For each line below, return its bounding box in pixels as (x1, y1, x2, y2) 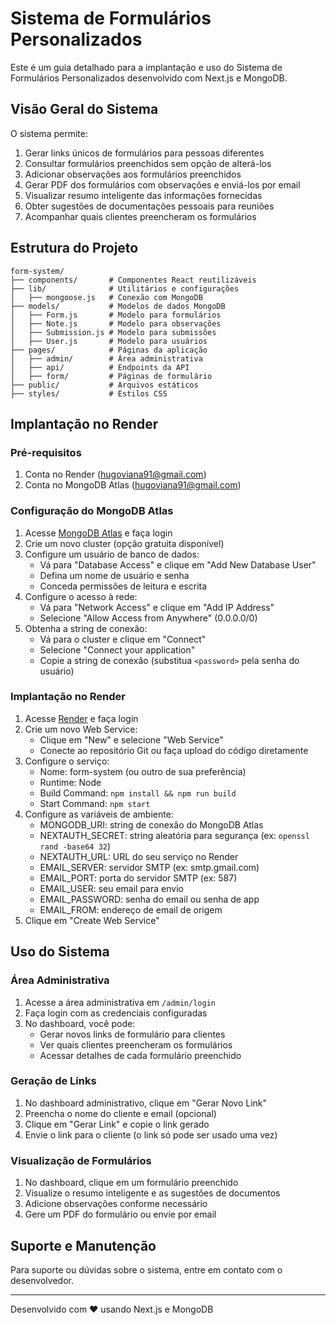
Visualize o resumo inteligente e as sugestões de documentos (24, 1187, 281, 1199)
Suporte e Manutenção (10, 1237, 157, 1254)
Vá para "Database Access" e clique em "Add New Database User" (39, 558, 317, 571)
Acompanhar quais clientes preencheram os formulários (24, 210, 257, 222)
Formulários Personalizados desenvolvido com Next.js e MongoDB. (10, 72, 288, 84)
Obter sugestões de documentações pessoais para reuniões (24, 200, 275, 212)
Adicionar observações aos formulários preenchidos (24, 168, 242, 180)
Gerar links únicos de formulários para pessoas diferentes (24, 147, 265, 159)
